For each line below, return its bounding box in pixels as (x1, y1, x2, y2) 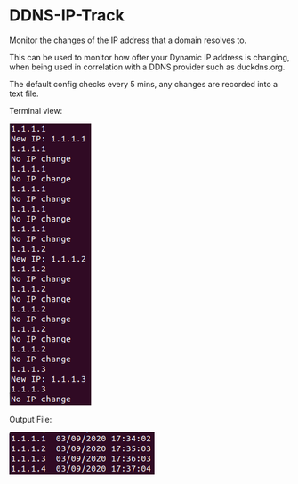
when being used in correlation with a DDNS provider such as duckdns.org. (9, 61, 286, 72)
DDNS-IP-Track (9, 5, 125, 26)
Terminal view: (9, 105, 63, 116)
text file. (9, 88, 39, 99)
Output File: (9, 414, 52, 424)
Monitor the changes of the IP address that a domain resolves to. (9, 35, 247, 45)
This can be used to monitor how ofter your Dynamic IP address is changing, (9, 52, 290, 62)
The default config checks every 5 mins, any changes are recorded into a (9, 78, 278, 89)
